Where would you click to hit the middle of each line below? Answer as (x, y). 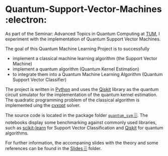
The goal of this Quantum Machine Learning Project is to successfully (77, 48)
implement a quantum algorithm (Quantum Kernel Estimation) (76, 69)
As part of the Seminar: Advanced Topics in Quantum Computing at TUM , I (82, 33)
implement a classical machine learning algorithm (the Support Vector (85, 58)
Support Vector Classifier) (39, 79)
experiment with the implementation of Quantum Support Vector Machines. (83, 39)
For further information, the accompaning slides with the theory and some (82, 142)
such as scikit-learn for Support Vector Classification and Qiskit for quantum (84, 127)
